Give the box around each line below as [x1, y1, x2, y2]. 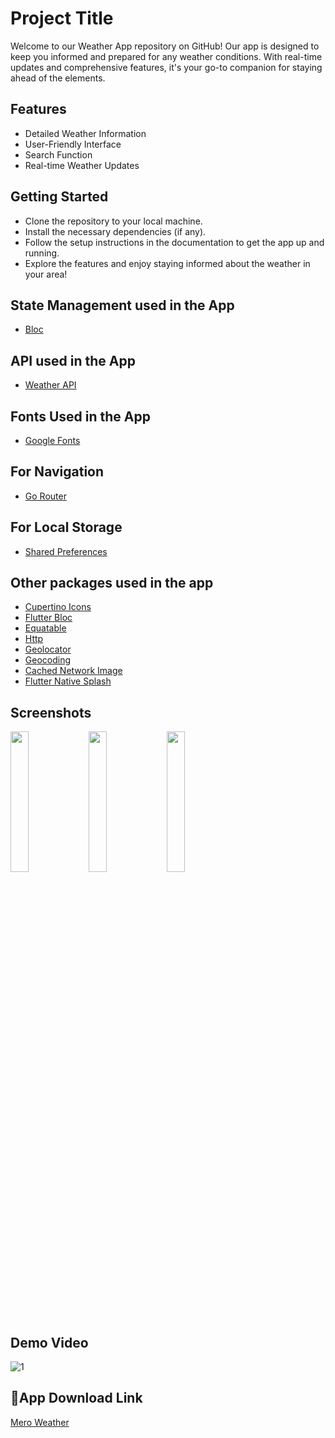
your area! [24, 268, 68, 280]
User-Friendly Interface [24, 138, 122, 150]
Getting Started [10, 188, 109, 206]
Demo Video [10, 1334, 89, 1351]
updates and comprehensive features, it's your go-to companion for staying [10, 61, 323, 73]
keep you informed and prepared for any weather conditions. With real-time [10, 50, 323, 62]
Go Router [24, 490, 67, 502]
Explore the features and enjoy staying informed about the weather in [24, 257, 311, 269]
